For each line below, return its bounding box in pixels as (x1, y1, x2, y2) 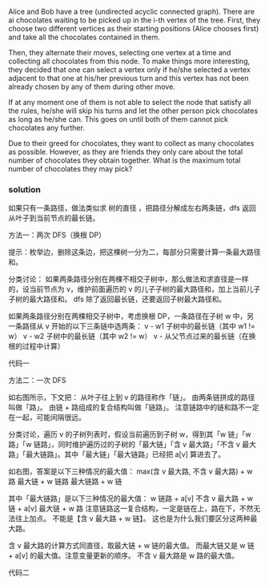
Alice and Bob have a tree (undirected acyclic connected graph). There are (8, 7, 255, 16)
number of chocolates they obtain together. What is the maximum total (8, 155, 241, 165)
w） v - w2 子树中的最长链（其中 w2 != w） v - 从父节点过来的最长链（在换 (8, 332, 256, 341)
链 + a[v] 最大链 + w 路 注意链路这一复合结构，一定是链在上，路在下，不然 (8, 504, 254, 514)
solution (8, 184, 42, 195)
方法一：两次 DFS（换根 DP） (8, 230, 106, 240)
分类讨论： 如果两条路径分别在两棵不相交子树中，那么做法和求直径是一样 (8, 274, 249, 284)
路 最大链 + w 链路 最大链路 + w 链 (8, 477, 122, 486)
